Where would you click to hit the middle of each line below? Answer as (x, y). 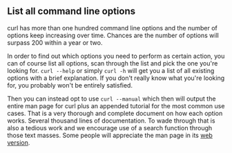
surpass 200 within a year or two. (55, 42)
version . (19, 142)
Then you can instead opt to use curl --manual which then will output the (112, 99)
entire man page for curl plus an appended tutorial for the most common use (116, 105)
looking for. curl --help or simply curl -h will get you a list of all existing (111, 70)
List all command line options (71, 11)
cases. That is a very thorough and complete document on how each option (115, 113)
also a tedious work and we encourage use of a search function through (110, 127)
